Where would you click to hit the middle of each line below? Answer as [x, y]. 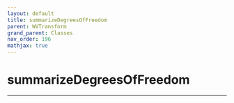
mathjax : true [28, 46]
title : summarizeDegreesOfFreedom [57, 20]
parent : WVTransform [37, 26]
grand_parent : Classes [40, 33]
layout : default [31, 13]
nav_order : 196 [29, 39]
